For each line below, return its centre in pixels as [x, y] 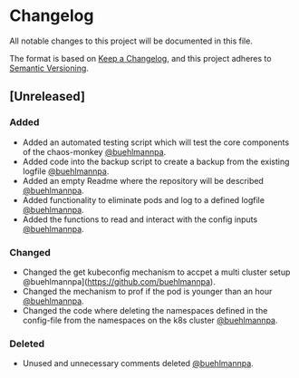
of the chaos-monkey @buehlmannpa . [94, 151]
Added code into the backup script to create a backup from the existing [156, 161]
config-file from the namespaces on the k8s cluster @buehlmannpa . [150, 320]
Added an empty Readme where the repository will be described [143, 180]
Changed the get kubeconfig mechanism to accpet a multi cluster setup [156, 272]
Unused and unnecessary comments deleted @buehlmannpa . [138, 363]
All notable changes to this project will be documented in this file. [131, 41]
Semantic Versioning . [49, 68]
